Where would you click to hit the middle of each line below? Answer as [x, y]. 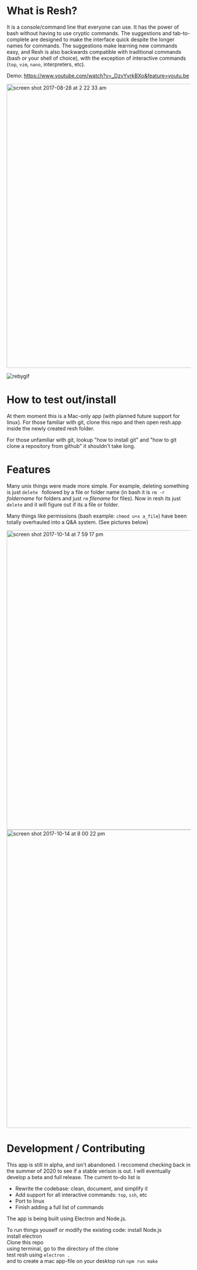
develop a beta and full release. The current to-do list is [74, 1177]
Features [29, 470]
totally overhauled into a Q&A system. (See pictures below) [77, 522]
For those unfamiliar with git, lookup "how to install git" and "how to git [92, 440]
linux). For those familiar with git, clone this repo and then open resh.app [94, 422]
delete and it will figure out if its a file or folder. [63, 504]
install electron [25, 1236]
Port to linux [30, 1201]
